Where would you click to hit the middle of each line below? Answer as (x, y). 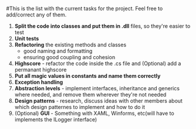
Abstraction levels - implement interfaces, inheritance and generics (97, 88)
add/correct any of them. (36, 15)
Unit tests (27, 38)
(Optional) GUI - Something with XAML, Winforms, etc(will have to (94, 113)
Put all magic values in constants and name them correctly (87, 76)
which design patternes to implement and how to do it (80, 107)
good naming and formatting (58, 51)
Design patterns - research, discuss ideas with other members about (99, 101)
